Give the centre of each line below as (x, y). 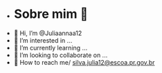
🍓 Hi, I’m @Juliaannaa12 (48, 33)
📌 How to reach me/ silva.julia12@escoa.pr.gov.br (84, 62)
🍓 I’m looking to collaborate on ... (61, 55)
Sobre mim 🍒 (51, 14)
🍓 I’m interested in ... (43, 40)
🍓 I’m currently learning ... (51, 48)
